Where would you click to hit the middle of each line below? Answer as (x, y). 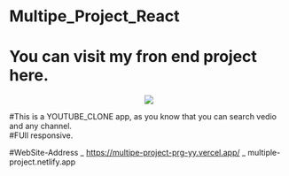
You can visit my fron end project (133, 57)
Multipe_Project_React (94, 16)
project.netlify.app (43, 162)
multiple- (264, 153)
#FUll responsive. (41, 135)
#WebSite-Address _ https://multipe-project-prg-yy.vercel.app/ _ (128, 153)
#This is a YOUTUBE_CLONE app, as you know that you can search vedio (143, 117)
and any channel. (41, 126)
